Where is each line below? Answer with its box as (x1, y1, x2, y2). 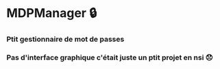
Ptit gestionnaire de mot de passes (6, 35, 125, 44)
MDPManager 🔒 (6, 5, 97, 21)
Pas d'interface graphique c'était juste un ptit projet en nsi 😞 (6, 53, 213, 62)
